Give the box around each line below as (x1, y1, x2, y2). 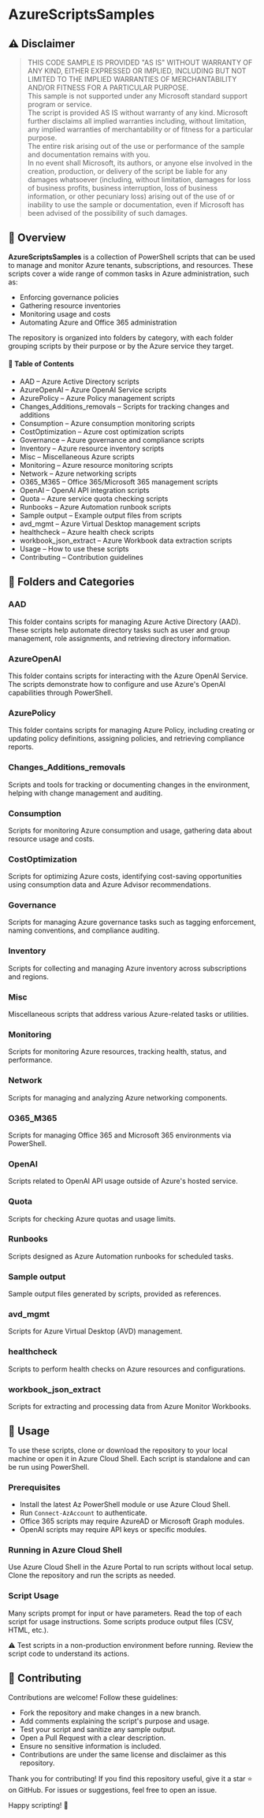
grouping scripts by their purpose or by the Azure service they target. (8, 341, 234, 351)
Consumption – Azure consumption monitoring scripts (19, 419, 195, 429)
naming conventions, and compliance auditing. (8, 926, 160, 935)
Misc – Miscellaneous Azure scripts (19, 452, 136, 462)
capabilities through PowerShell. (8, 688, 113, 697)
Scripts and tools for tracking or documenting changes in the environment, (8, 780, 251, 789)
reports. (8, 742, 34, 751)
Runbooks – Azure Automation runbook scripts (19, 503, 172, 512)
